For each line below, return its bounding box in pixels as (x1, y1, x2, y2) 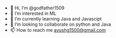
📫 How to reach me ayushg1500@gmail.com (10, 27, 106, 33)
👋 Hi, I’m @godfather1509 (10, 5, 65, 11)
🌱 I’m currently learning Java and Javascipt (10, 16, 102, 22)
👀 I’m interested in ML (10, 10, 56, 16)
